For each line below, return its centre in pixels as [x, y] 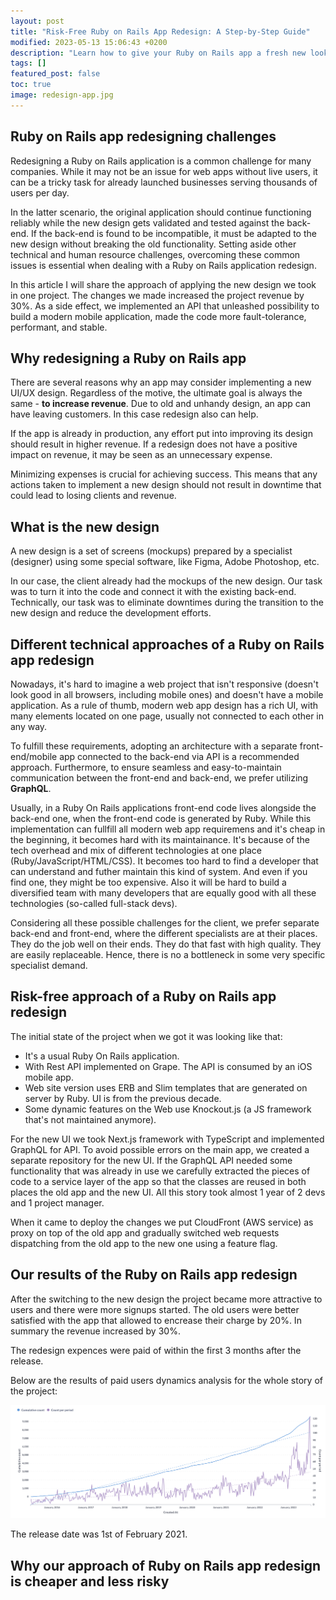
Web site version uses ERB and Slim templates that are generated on [166, 1087]
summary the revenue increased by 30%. [95, 1331]
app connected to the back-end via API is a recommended [179, 756]
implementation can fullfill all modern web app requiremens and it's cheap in [168, 829]
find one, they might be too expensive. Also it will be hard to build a [148, 882]
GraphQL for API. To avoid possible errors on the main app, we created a [160, 1149]
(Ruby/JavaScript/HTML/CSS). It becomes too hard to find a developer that [164, 861]
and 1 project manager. [57, 1202]
